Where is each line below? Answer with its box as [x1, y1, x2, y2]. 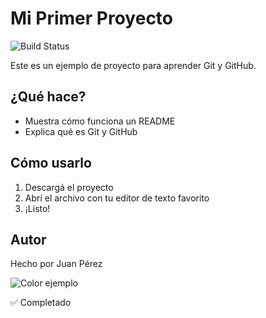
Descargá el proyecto [24, 181, 114, 193]
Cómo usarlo [10, 155, 92, 172]
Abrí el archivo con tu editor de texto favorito [24, 192, 210, 204]
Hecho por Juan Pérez [10, 258, 103, 270]
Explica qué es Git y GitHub [24, 125, 138, 137]
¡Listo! [24, 202, 51, 214]
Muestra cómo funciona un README [24, 115, 176, 127]
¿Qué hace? [10, 88, 87, 106]
